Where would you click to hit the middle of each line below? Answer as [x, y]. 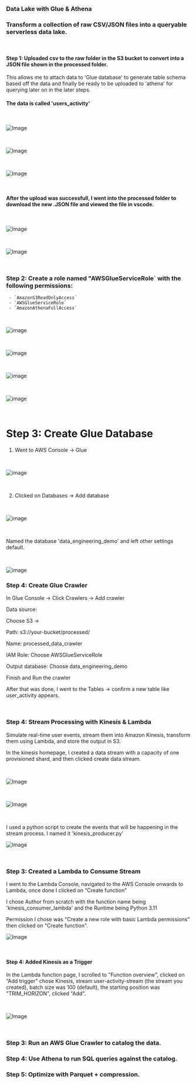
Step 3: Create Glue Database [80, 434]
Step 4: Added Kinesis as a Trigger [49, 962]
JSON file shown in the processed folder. [57, 64]
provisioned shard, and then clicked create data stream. [73, 759]
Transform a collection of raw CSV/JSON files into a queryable [97, 24]
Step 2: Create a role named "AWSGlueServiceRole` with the [94, 278]
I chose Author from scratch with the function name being [76, 901]
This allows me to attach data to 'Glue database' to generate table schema [96, 78]
